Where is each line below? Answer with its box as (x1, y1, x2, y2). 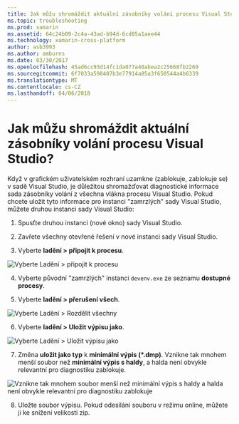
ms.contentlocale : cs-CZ (7, 83, 81, 91)
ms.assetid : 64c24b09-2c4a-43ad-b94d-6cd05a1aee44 (7, 30, 161, 38)
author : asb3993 (7, 43, 55, 51)
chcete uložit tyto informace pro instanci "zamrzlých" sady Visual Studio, (7, 197, 222, 206)
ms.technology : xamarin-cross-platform (7, 37, 126, 44)
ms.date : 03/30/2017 (7, 57, 69, 64)
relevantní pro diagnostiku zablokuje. (17, 366, 127, 374)
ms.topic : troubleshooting (7, 17, 87, 24)
